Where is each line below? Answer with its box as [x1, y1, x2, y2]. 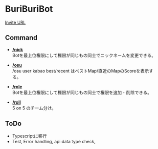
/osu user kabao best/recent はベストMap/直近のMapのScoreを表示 [12, 68, 149, 74]
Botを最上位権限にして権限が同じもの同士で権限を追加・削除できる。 [12, 89, 152, 95]
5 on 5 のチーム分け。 [12, 105, 56, 111]
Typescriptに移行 [12, 133, 47, 139]
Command [5, 34, 38, 42]
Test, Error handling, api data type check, [12, 138, 96, 144]
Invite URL [5, 19, 26, 25]
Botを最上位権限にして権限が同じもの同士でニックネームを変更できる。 [12, 52, 156, 58]
